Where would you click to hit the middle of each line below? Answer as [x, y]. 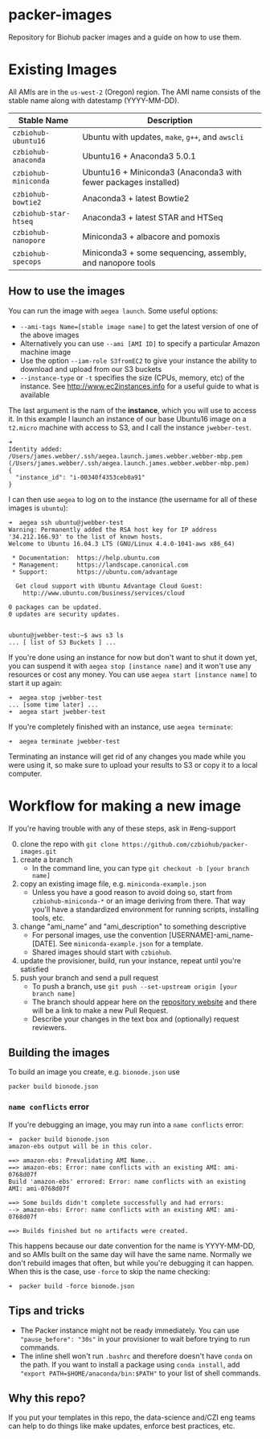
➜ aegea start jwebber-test [57, 711]
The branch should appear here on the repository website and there [144, 1002]
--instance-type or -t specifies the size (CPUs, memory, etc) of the [132, 377]
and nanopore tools [119, 262]
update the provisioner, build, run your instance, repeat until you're [130, 960]
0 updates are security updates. [64, 614]
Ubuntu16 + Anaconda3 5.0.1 [139, 156]
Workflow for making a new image [125, 806]
